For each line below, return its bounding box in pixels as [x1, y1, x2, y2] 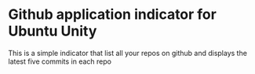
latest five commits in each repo [8, 57, 112, 66]
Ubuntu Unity [8, 22, 97, 40]
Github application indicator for [8, 6, 217, 24]
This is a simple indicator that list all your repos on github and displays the [8, 48, 247, 57]
